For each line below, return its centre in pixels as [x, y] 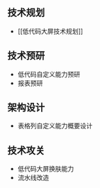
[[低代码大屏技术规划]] [50, 31]
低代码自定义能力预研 [49, 74]
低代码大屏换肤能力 [46, 169]
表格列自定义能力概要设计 [55, 126]
